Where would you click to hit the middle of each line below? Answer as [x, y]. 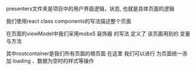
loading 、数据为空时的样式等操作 [53, 61]
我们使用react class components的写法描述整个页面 [69, 21]
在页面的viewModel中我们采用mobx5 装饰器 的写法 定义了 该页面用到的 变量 [98, 34]
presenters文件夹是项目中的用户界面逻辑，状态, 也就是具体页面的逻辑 [90, 9]
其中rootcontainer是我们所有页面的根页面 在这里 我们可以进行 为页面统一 [94, 54]
